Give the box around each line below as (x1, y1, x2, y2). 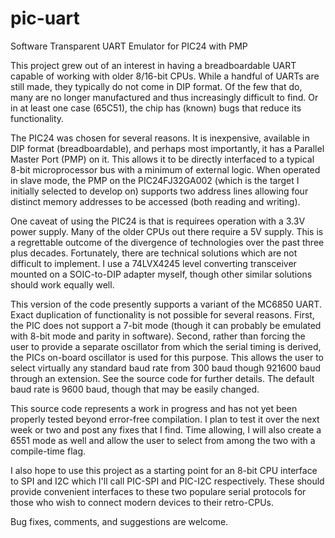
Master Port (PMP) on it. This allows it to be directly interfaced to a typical (10, 153, 315, 165)
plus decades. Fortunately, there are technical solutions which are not (10, 247, 298, 259)
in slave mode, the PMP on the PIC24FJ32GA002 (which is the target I (10, 174, 300, 186)
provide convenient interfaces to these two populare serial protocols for (10, 485, 307, 497)
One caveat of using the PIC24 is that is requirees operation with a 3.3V (10, 215, 306, 227)
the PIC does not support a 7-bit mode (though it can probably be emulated (10, 319, 322, 331)
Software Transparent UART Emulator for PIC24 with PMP (10, 40, 248, 52)
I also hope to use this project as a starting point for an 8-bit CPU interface (10, 464, 318, 476)
